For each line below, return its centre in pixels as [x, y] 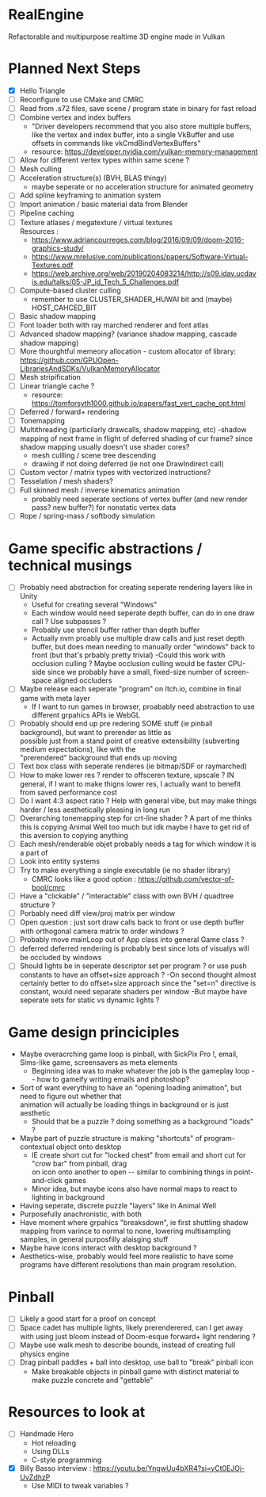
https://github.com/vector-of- [186, 879]
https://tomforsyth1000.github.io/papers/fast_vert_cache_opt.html [139, 403]
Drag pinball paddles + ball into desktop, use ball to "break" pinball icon [137, 1362]
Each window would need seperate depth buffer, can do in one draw [143, 613]
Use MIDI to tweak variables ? [80, 1485]
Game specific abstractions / [105, 548]
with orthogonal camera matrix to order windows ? [102, 931]
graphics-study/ [58, 248]
